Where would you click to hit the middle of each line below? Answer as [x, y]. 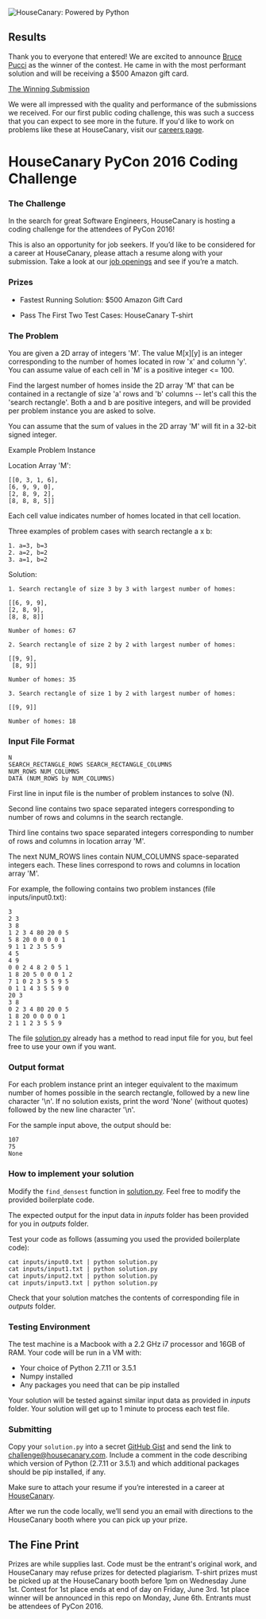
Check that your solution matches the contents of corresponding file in [124, 1297]
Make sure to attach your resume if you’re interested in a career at [116, 1488]
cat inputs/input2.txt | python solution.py [83, 1276]
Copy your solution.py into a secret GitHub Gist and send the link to [120, 1447]
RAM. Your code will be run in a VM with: [75, 1352]
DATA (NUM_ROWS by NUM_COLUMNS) [62, 779]
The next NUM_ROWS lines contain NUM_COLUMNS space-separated [123, 856]
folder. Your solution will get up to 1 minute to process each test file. [119, 1409]
